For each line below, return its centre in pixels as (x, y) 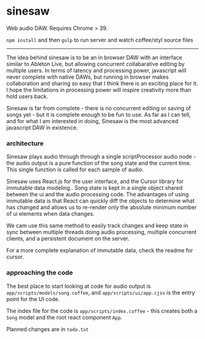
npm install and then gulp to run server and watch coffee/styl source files (100, 40)
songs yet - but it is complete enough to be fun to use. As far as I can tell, (99, 115)
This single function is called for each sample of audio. (75, 169)
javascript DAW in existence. (42, 127)
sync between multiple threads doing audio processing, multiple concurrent (102, 232)
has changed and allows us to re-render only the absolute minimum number (102, 207)
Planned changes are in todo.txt (48, 329)
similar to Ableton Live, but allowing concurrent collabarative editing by (95, 64)
